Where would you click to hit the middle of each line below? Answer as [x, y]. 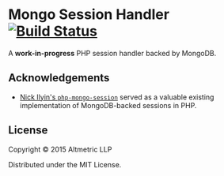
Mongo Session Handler [89, 15]
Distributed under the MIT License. [65, 164]
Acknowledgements [59, 78]
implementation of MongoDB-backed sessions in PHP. [108, 105]
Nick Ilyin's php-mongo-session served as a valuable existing [117, 97]
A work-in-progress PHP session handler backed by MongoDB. [112, 53]
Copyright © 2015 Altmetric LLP [60, 149]
